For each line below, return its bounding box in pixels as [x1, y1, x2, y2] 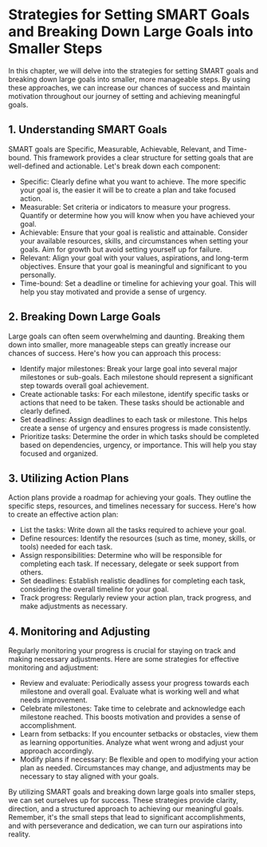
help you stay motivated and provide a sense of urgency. [19, 287, 207, 296]
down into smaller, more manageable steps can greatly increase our [8, 339, 231, 349]
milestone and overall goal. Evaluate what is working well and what [19, 687, 240, 696]
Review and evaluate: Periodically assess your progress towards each [19, 679, 249, 688]
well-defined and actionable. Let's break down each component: [8, 161, 221, 171]
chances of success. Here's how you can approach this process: [8, 348, 222, 358]
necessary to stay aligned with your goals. [19, 772, 159, 782]
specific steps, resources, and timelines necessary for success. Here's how [8, 501, 257, 511]
